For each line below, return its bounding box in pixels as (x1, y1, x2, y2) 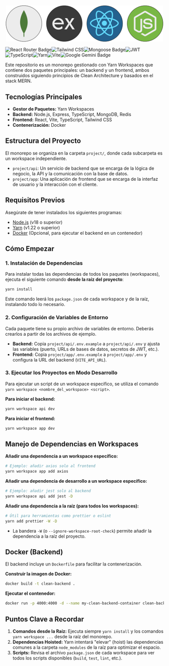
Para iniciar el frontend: (5, 415, 55, 422)
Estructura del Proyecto (5, 137, 81, 145)
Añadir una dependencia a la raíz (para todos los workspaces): (5, 503, 139, 509)
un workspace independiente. (5, 155, 67, 162)
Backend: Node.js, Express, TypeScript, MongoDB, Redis (12, 112, 132, 118)
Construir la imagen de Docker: (5, 571, 72, 577)
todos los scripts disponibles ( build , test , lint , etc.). (12, 655, 122, 661)
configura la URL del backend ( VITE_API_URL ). (12, 356, 107, 363)
